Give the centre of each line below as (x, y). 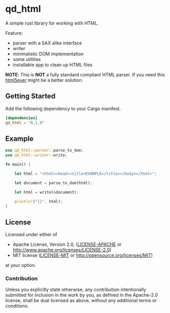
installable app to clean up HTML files (52, 65)
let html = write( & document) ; (47, 192)
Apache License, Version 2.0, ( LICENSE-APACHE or (67, 244)
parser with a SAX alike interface (47, 43)
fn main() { (18, 164)
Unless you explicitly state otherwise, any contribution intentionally (76, 289)
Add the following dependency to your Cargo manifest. (63, 109)
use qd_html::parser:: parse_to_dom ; (44, 151)
